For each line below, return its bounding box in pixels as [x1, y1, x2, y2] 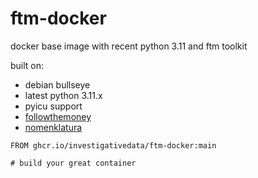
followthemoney [24, 110, 92, 122]
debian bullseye [24, 78, 91, 91]
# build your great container [10, 158, 137, 168]
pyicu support [24, 100, 83, 112]
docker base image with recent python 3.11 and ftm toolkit [10, 40, 248, 52]
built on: [10, 59, 45, 71]
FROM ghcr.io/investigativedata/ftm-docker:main [10, 140, 217, 151]
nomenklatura [24, 121, 83, 133]
